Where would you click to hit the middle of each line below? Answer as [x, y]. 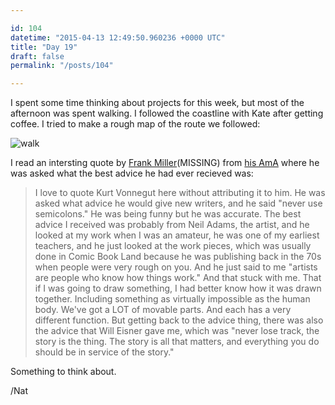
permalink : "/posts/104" [62, 66]
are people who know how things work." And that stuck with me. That [178, 278]
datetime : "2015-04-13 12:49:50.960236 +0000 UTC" [118, 37]
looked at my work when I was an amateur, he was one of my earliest [177, 235]
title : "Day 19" [44, 47]
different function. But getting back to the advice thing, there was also [179, 320]
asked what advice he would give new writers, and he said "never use [178, 203]
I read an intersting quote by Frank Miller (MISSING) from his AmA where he [165, 163]
